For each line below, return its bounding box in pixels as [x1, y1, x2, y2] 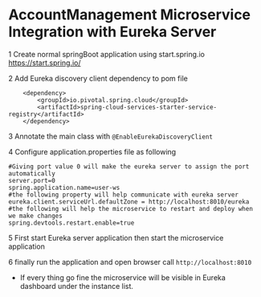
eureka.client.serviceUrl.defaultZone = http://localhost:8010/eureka [8, 197, 250, 206]
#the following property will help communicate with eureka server [8, 191, 239, 199]
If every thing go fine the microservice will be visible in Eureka [19, 272, 226, 283]
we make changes [8, 212, 63, 220]
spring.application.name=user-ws [8, 184, 120, 192]
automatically [8, 169, 56, 178]
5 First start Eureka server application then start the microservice [8, 233, 224, 242]
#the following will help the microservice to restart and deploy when [8, 204, 253, 212]
